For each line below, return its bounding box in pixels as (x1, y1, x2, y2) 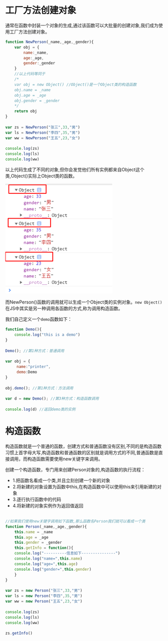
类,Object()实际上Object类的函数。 (5, 173, 77, 179)
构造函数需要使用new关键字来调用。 (27, 456, 103, 462)
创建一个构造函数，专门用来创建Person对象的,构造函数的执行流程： (5, 466, 146, 473)
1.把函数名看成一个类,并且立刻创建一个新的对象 (12, 478, 110, 483)
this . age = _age (14, 535, 49, 540)
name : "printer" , (16, 364, 51, 369)
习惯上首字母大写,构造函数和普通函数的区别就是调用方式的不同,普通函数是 (5, 450, 159, 455)
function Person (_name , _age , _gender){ (5, 524, 87, 529)
